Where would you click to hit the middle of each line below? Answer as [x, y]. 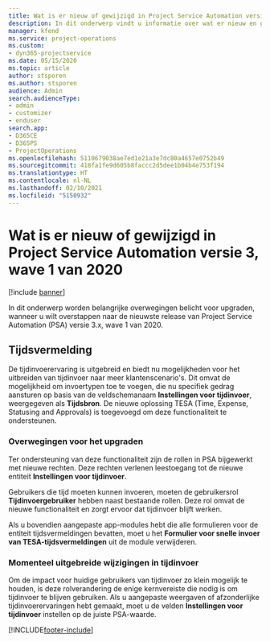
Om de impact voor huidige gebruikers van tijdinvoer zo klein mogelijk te [128, 580]
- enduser [25, 121]
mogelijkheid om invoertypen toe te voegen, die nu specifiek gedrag [121, 387]
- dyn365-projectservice [50, 53]
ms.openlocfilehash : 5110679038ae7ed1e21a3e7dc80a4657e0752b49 [117, 158]
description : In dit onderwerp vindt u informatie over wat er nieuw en [133, 23]
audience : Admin [35, 91]
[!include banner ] [37, 292]
